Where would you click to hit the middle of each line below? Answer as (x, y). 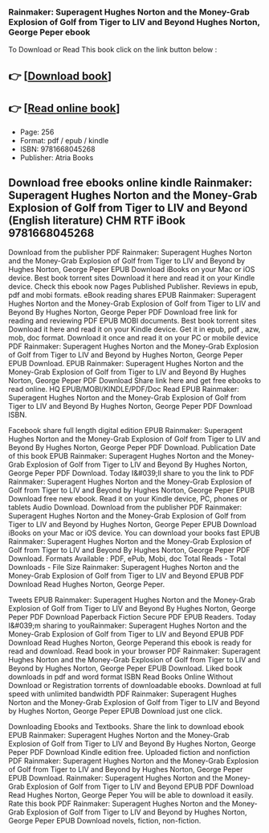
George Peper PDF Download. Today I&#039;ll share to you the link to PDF (131, 473)
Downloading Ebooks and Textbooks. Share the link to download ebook (126, 727)
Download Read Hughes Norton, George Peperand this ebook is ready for (130, 643)
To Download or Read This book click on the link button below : (113, 50)
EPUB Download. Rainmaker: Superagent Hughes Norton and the (116, 778)
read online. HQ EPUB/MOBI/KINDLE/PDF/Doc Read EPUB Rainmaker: (124, 390)
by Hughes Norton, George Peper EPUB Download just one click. (116, 711)
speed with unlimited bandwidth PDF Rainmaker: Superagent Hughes (122, 694)
